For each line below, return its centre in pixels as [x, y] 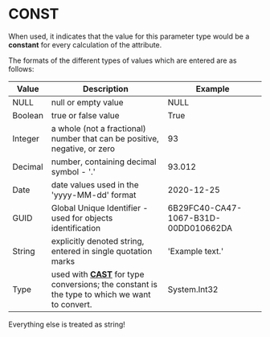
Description [106, 88]
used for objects [82, 218]
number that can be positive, [105, 138]
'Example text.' [196, 251]
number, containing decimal [104, 162]
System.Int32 [193, 289]
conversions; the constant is [104, 284]
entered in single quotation [102, 251]
